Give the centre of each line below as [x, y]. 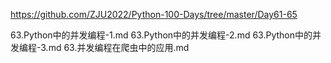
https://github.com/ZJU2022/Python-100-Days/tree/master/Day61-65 [154, 14]
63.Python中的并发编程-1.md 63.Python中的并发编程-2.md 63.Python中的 [161, 35]
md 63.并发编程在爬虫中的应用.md [119, 47]
